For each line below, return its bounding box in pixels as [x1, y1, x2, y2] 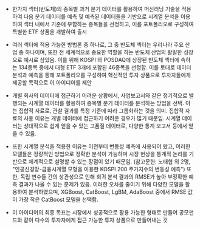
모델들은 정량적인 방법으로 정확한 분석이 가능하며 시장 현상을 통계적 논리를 [12, 151, 188, 157]
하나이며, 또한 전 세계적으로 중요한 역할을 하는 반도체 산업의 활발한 [25, 49, 182, 56]
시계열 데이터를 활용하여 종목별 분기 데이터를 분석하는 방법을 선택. [28, 100, 184, 106]
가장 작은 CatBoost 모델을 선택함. [18, 196, 98, 203]
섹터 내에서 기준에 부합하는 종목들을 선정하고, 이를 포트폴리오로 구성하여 [23, 21, 195, 27]
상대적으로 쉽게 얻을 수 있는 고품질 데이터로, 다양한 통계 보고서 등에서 [23, 122, 187, 129]
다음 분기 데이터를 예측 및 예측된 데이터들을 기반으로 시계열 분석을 [23, 13, 179, 20]
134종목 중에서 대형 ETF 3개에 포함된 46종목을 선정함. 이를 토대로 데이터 [18, 64, 191, 71]
